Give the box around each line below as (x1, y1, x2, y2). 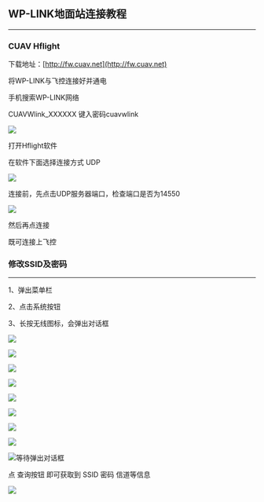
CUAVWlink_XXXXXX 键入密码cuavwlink (8, 109, 139, 119)
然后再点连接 (8, 221, 49, 230)
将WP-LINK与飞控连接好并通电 (8, 76, 108, 86)
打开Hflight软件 (8, 141, 57, 151)
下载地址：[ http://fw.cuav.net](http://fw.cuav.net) (8, 60, 167, 69)
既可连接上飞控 (8, 237, 57, 247)
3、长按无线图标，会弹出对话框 (8, 319, 109, 328)
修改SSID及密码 (8, 258, 68, 269)
